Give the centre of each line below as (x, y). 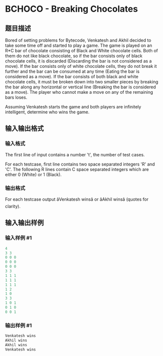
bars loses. (16, 97)
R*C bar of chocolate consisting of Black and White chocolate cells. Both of (81, 51)
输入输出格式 (24, 129)
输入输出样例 (24, 223)
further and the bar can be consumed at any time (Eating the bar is (72, 71)
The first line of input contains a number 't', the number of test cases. (75, 154)
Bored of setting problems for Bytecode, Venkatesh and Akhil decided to (78, 40)
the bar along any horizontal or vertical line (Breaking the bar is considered (81, 87)
